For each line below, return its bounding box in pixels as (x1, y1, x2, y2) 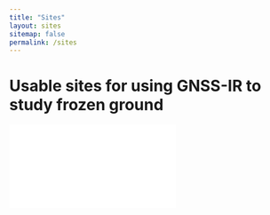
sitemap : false (9, 29, 66, 38)
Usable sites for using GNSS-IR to (9, 76, 262, 96)
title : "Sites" (9, 12, 66, 22)
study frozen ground (9, 95, 164, 115)
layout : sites (9, 21, 62, 30)
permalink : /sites (9, 37, 77, 47)
